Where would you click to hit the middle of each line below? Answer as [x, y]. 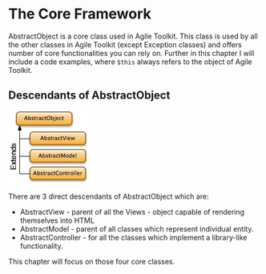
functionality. [41, 246]
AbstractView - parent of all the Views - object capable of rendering [132, 212]
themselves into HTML [57, 220]
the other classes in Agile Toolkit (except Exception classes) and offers [125, 44]
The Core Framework [80, 14]
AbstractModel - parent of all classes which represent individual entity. [137, 228]
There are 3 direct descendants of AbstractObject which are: [109, 196]
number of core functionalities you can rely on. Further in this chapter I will [131, 53]
